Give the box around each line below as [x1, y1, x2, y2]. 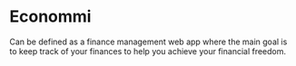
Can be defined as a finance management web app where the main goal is [9, 36, 288, 47]
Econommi [9, 6, 92, 27]
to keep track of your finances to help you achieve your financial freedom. [9, 45, 287, 56]
